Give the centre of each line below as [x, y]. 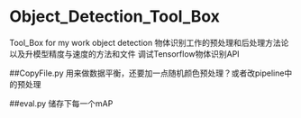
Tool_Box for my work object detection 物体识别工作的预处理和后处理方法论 [149, 42]
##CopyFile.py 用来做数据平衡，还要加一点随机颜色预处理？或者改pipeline [147, 73]
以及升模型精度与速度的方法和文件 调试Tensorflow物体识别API [125, 54]
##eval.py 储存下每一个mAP [61, 103]
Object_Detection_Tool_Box [115, 17]
